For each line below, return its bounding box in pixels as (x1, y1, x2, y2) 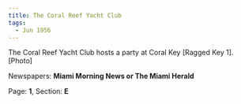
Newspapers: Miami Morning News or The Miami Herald (8, 72, 195, 81)
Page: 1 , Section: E (8, 87, 69, 96)
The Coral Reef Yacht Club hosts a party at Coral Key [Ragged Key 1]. (8, 48, 234, 58)
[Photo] (8, 56, 33, 65)
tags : (8, 19, 26, 27)
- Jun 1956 (15, 26, 51, 34)
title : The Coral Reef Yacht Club (8, 11, 122, 20)
